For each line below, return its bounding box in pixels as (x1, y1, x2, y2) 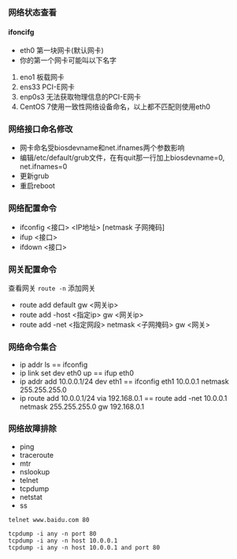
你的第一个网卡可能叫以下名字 (19, 55, 117, 65)
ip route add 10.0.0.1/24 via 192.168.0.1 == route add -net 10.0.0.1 (19, 394, 228, 403)
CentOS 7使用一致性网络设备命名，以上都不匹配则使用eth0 (19, 102, 211, 111)
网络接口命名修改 (8, 124, 73, 135)
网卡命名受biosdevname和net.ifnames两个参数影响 (19, 143, 185, 153)
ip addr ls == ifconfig (19, 360, 88, 369)
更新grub (19, 172, 50, 181)
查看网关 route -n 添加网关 (8, 283, 96, 293)
